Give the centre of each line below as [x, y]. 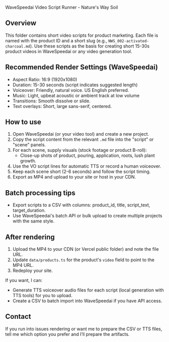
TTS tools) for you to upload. [42, 296]
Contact [18, 317]
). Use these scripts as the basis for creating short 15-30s [90, 46]
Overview [21, 23]
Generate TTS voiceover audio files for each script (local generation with [88, 290]
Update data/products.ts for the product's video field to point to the [83, 260]
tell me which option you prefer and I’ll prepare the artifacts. [67, 334]
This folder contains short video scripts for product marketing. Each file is [82, 35]
